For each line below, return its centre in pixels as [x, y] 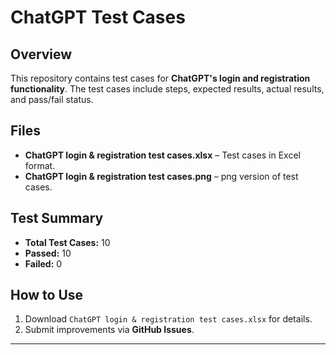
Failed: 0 [43, 263]
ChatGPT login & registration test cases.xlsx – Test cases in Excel [162, 155]
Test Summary [57, 218]
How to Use [47, 295]
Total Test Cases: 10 [67, 242]
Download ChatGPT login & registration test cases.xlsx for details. [168, 319]
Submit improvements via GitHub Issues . [109, 330]
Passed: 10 [48, 253]
